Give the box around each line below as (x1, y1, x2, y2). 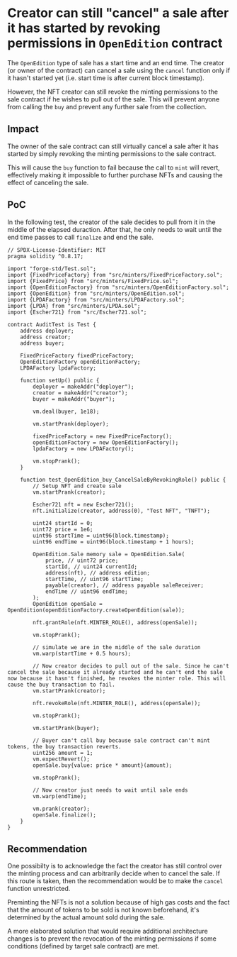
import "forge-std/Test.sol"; (7, 265, 97, 272)
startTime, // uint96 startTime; (45, 575, 144, 582)
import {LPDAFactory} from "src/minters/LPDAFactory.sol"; (7, 296, 185, 303)
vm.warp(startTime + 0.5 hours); (33, 650, 132, 657)
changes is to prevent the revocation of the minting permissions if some (7, 934, 217, 943)
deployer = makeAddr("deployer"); (33, 383, 134, 390)
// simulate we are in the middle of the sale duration (33, 643, 201, 651)
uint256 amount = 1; (33, 749, 93, 756)
